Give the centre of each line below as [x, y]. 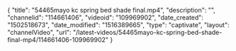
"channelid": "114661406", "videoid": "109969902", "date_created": [106, 17]
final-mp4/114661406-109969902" [58, 40]
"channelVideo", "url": [40, 32]
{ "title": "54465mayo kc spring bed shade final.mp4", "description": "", [112, 10]
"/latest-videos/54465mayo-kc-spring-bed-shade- [148, 32]
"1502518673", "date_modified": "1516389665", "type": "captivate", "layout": [118, 25]
